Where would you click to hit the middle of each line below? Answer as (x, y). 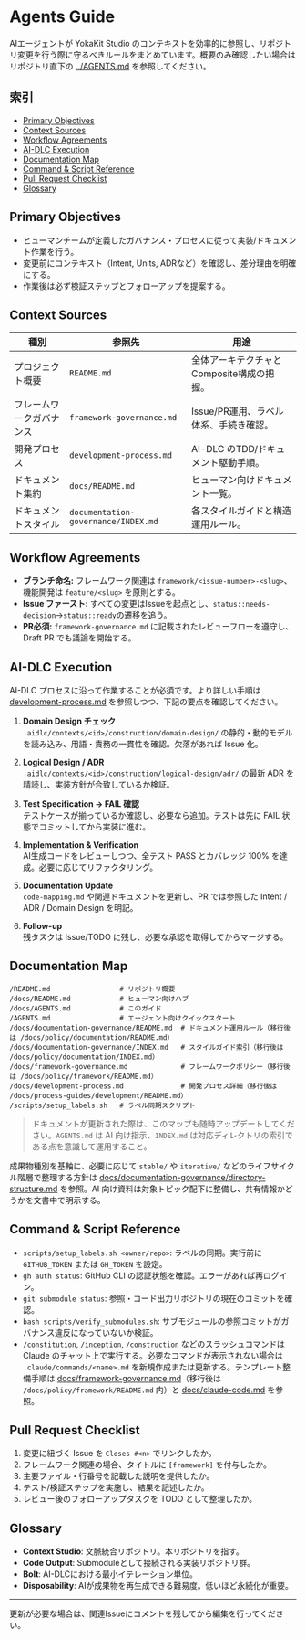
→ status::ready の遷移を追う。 (114, 615)
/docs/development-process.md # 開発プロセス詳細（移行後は (143, 1086)
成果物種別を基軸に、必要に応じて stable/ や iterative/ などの (128, 1166)
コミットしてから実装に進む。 (95, 827)
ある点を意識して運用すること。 (92, 1146)
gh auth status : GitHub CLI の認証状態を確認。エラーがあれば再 (143, 1275)
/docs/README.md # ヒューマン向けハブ (99, 999)
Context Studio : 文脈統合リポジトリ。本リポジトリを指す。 (133, 1551)
